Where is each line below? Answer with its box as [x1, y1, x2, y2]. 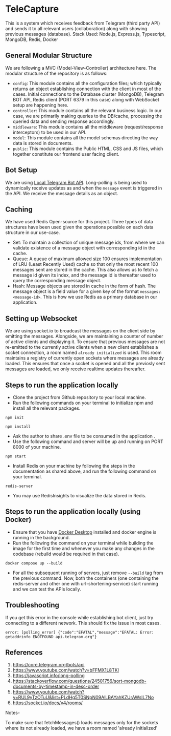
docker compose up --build [5, 560, 63, 566]
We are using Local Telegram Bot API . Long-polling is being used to [5, 179, 148, 185]
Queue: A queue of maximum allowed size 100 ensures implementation [12, 256, 162, 262]
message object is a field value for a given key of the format [12, 288, 139, 295]
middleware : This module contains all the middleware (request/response [12, 123, 163, 130]
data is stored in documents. [12, 140, 73, 146]
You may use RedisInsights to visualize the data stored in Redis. [12, 493, 146, 498]
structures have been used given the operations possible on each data [5, 224, 154, 230]
